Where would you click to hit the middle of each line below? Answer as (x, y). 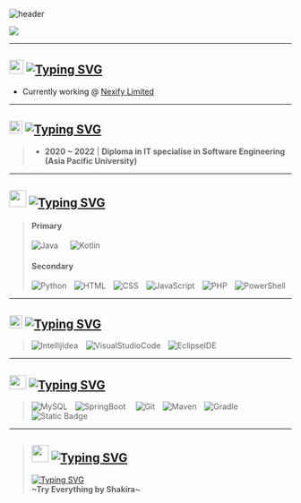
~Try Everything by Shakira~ (86, 489)
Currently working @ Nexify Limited (88, 91)
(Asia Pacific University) (91, 160)
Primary (47, 226)
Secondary (52, 266)
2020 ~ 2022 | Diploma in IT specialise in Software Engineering (165, 151)
